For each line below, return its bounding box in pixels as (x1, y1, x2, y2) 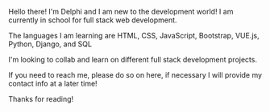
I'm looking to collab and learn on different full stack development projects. (8, 55, 258, 64)
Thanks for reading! (8, 94, 74, 103)
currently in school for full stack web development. (8, 15, 177, 25)
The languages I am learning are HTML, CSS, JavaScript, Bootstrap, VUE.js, (8, 31, 260, 40)
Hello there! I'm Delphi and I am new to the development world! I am (8, 7, 234, 16)
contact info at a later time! (8, 79, 98, 88)
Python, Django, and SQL (8, 39, 93, 49)
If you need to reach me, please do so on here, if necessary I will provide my (8, 70, 263, 79)
